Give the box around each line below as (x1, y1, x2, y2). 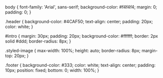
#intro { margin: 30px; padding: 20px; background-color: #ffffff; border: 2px (5, 33, 158, 39)
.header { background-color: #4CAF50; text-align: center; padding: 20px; (5, 19, 153, 24)
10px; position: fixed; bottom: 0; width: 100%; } (5, 67, 99, 73)
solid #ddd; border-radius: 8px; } (5, 38, 71, 44)
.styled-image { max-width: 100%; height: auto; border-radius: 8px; (5, 48, 141, 53)
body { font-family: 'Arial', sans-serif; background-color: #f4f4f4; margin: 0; (5, 4, 158, 10)
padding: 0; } (5, 9, 31, 15)
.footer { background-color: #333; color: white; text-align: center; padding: (5, 62, 156, 68)
